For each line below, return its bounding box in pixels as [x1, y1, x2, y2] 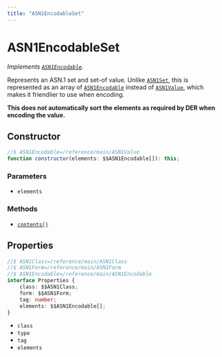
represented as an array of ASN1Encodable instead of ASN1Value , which [7, 83, 204, 91]
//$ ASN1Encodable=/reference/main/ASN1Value [7, 149, 140, 156]
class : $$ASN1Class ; [19, 284, 78, 290]
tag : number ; [19, 296, 57, 303]
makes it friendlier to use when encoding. [7, 90, 125, 98]
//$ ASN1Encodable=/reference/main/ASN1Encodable [7, 270, 153, 278]
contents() [16, 221, 49, 228]
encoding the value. [7, 111, 65, 119]
